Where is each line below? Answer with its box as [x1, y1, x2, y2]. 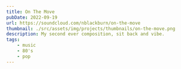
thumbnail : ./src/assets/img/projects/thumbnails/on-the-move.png [6, 25, 176, 32]
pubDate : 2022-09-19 [6, 14, 58, 20]
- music [17, 43, 36, 49]
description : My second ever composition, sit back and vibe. [6, 31, 165, 37]
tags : [6, 37, 20, 43]
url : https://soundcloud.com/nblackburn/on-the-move [6, 20, 141, 26]
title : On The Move [6, 8, 55, 15]
